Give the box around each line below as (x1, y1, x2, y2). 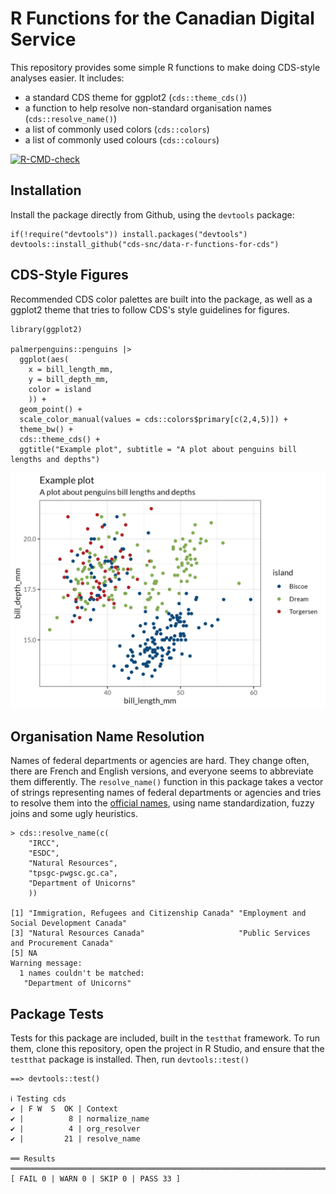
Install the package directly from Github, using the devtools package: (10, 208, 295, 221)
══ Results (10, 1154, 56, 1164)
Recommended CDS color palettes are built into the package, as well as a (10, 293, 313, 305)
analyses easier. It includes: (10, 72, 125, 84)
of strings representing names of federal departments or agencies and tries (10, 787, 322, 799)
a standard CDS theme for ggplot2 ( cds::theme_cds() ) (24, 91, 248, 103)
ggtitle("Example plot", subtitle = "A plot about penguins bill (19, 444, 298, 454)
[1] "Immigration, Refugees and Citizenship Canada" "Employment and (10, 908, 307, 919)
